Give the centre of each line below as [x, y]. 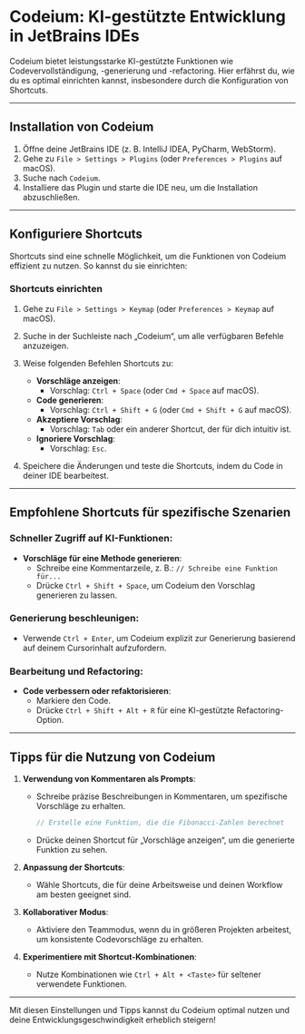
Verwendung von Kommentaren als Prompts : [109, 778]
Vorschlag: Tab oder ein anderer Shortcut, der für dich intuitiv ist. [171, 429]
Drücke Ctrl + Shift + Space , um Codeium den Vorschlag [146, 585]
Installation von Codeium [82, 127]
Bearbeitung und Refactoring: [76, 671]
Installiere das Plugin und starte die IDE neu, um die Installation [140, 187]
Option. [50, 720]
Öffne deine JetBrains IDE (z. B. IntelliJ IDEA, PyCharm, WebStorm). [149, 149]
